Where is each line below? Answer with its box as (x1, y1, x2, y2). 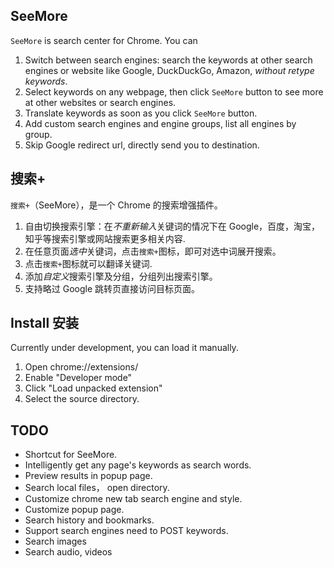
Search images (24, 535, 87, 548)
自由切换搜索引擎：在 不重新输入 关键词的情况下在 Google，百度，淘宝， (24, 220, 321, 232)
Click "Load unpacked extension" (24, 382, 163, 394)
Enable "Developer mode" (24, 372, 133, 384)
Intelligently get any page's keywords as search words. (24, 459, 252, 471)
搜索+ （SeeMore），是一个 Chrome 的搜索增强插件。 (10, 199, 223, 211)
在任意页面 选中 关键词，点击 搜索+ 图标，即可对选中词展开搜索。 (24, 245, 282, 257)
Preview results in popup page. (24, 470, 153, 482)
